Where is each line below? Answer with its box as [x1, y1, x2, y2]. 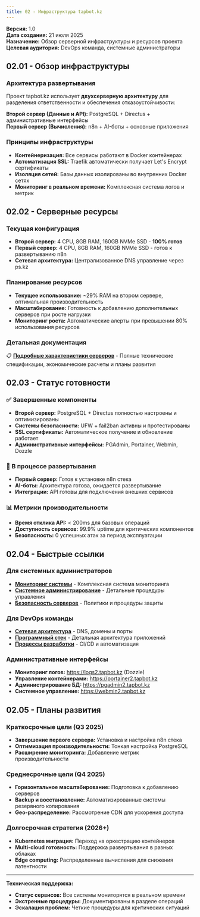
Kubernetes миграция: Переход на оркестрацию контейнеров [14, 837, 175, 844]
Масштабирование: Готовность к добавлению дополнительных [14, 304, 179, 311]
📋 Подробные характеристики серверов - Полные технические [6, 352, 174, 359]
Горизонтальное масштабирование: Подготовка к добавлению [14, 784, 179, 791]
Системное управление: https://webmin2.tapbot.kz [14, 688, 146, 695]
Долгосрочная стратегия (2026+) [6, 824, 110, 832]
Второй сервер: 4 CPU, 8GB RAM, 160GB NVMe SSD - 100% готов [14, 238, 183, 245]
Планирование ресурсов [6, 278, 82, 286]
